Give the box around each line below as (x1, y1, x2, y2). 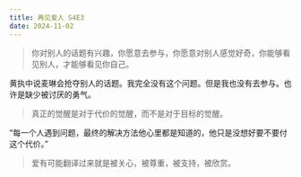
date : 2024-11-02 (9, 22, 74, 31)
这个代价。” (9, 138, 49, 149)
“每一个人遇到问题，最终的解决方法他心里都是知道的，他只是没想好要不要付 (9, 127, 288, 137)
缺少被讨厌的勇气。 (24, 89, 96, 100)
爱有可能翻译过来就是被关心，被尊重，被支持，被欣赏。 (30, 157, 236, 168)
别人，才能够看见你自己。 (39, 58, 134, 69)
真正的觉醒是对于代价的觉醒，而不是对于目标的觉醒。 (30, 108, 228, 119)
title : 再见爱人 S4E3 (9, 13, 85, 22)
